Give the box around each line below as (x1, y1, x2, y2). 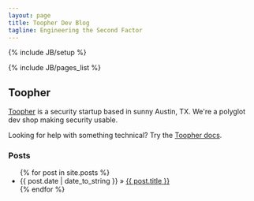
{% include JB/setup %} (8, 48, 87, 58)
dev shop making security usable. (8, 115, 118, 125)
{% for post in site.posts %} (19, 168, 110, 177)
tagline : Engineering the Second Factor (8, 26, 144, 34)
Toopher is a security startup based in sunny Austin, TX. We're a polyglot (8, 107, 246, 117)
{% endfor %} (19, 184, 65, 194)
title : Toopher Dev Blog (8, 19, 90, 27)
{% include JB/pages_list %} (8, 63, 101, 73)
